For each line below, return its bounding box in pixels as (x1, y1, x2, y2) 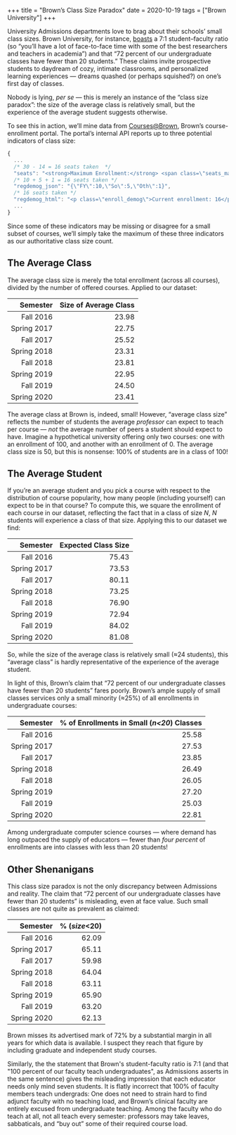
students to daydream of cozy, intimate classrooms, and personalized (7, 65, 209, 72)
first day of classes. (7, 80, 65, 87)
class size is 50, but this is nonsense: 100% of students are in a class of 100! (7, 447, 228, 456)
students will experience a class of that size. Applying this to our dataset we (7, 516, 228, 525)
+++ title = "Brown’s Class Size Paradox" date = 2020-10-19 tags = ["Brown (7, 6, 227, 14)
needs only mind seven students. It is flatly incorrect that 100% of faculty (7, 1082, 219, 1091)
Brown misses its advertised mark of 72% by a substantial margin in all (7, 1031, 212, 1040)
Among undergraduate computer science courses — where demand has (7, 828, 216, 837)
